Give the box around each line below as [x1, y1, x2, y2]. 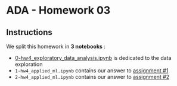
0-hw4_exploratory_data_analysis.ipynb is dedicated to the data [14, 55, 172, 61]
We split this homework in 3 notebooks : [6, 43, 106, 50]
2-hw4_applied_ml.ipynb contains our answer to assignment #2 [14, 74, 170, 80]
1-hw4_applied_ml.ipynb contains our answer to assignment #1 [14, 67, 169, 74]
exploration [14, 60, 43, 68]
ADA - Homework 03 [6, 4, 111, 17]
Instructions [6, 27, 52, 37]
